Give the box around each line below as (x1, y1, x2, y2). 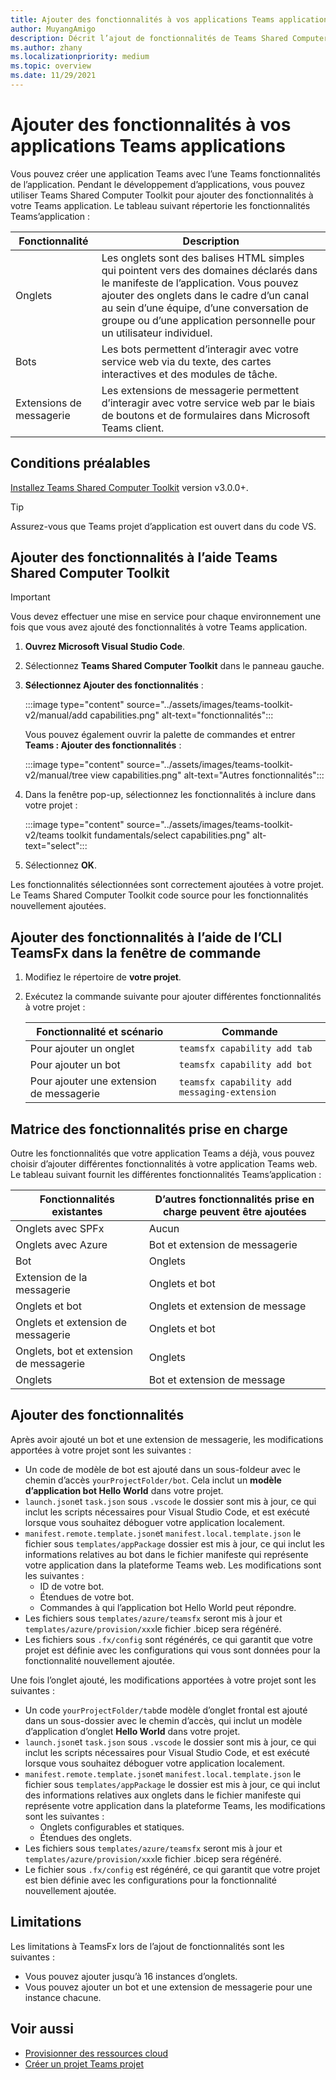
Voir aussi (10, 2021, 74, 2038)
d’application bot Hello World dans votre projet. (24, 1484, 224, 1496)
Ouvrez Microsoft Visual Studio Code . (24, 641, 186, 653)
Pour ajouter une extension (29, 1074, 157, 1088)
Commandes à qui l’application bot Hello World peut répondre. (39, 1601, 297, 1613)
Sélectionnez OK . (24, 859, 97, 871)
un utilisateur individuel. (101, 326, 213, 340)
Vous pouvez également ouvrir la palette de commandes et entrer (24, 729, 296, 741)
